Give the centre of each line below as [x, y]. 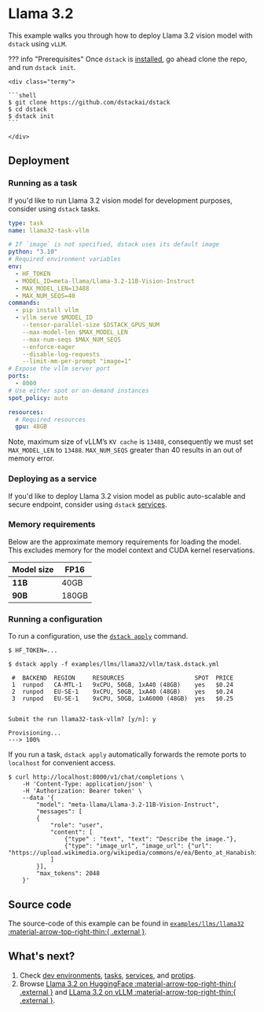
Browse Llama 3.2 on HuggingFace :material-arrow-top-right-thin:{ [128, 984]
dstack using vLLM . [38, 43]
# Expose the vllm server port [59, 369]
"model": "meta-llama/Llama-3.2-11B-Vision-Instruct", [128, 805]
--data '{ [38, 798]
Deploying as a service [53, 478]
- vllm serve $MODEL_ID [54, 318]
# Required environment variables [65, 259]
